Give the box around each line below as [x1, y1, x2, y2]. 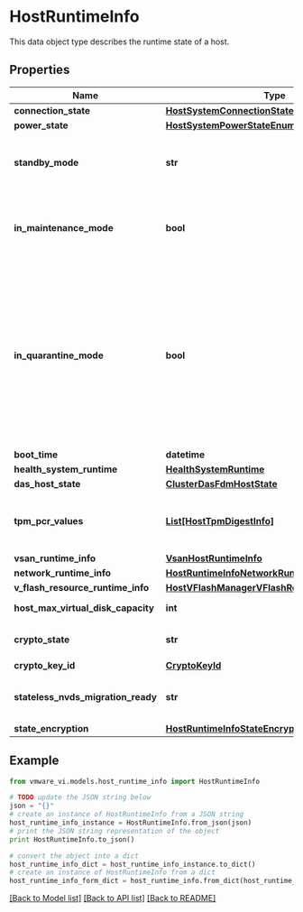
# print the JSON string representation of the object [9, 826, 220, 835]
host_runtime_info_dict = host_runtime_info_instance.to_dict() [9, 860, 256, 869]
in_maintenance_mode [14, 221, 115, 234]
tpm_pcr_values [14, 514, 84, 527]
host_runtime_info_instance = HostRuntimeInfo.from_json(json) [9, 818, 252, 827]
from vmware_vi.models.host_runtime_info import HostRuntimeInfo [9, 777, 260, 786]
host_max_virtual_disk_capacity [14, 602, 155, 614]
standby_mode [14, 156, 79, 169]
